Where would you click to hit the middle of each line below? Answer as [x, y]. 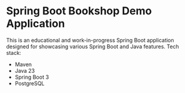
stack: [14, 52]
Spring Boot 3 [32, 77]
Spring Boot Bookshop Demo [79, 11]
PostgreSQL [30, 83]
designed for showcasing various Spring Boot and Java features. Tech [92, 46]
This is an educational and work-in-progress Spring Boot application [90, 40]
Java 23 [25, 70]
